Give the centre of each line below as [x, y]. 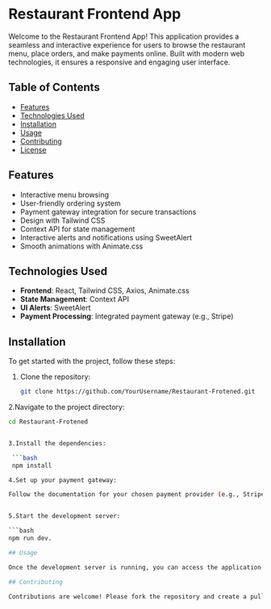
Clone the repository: [55, 377]
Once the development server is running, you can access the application [135, 567]
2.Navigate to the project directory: [67, 407]
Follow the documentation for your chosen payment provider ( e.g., [124, 494]
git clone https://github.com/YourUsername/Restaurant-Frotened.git [138, 392]
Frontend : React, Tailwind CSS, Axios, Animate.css [104, 290]
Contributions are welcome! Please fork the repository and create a [128, 596]
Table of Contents [54, 88]
